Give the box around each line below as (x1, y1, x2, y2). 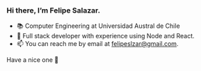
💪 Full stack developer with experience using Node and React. (16, 32, 195, 40)
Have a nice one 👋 (6, 56, 59, 64)
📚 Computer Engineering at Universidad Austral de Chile (16, 22, 180, 30)
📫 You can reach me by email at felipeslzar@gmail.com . (16, 40, 179, 48)
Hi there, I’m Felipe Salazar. (6, 6, 101, 15)
